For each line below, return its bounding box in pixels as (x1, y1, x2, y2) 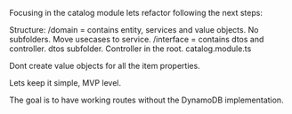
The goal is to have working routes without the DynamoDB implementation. (9, 95, 284, 105)
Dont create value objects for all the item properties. (9, 61, 200, 71)
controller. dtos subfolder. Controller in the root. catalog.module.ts (9, 43, 252, 54)
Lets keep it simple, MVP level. (9, 78, 122, 87)
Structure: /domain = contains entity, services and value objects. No (9, 25, 259, 34)
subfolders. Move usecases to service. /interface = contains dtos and (9, 34, 264, 44)
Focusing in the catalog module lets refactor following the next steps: (9, 8, 263, 18)
